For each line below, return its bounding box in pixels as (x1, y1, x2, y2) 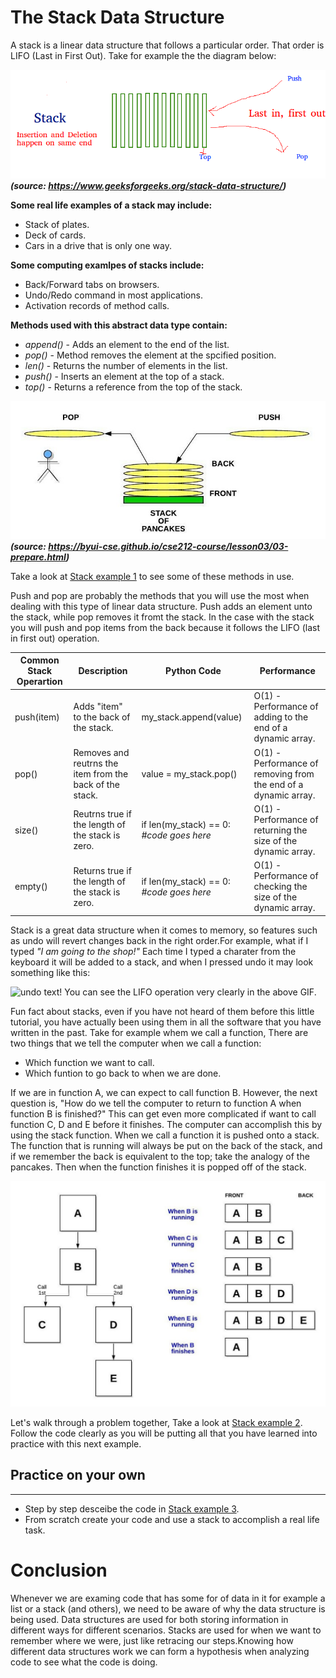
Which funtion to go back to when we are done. (24, 1067, 222, 1079)
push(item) (14, 711, 60, 723)
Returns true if (73, 864, 132, 876)
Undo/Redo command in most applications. (24, 289, 203, 301)
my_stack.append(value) (141, 711, 243, 723)
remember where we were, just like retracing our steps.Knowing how (10, 1634, 294, 1646)
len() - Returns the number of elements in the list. (24, 359, 228, 371)
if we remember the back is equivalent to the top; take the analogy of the (10, 1150, 310, 1162)
